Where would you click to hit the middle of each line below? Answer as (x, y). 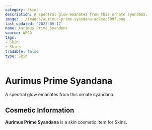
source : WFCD (19, 33)
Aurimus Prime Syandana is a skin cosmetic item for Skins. (66, 122)
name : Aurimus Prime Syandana (37, 28)
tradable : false (22, 51)
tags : (11, 38)
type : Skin (16, 56)
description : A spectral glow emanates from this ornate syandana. (76, 14)
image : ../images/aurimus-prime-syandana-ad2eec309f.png (65, 19)
